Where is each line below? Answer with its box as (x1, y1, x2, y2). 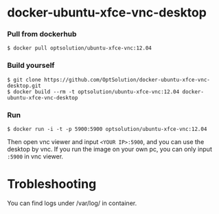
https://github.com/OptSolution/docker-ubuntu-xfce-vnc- (43, 76, 211, 83)
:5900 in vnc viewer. (7, 152, 64, 160)
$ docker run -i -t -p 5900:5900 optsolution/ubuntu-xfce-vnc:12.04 (7, 126, 207, 133)
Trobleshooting (7, 176, 97, 192)
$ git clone (7, 76, 41, 83)
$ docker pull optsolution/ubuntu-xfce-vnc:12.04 (7, 45, 152, 52)
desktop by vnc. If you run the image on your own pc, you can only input (7, 145, 213, 154)
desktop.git (7, 82, 41, 89)
